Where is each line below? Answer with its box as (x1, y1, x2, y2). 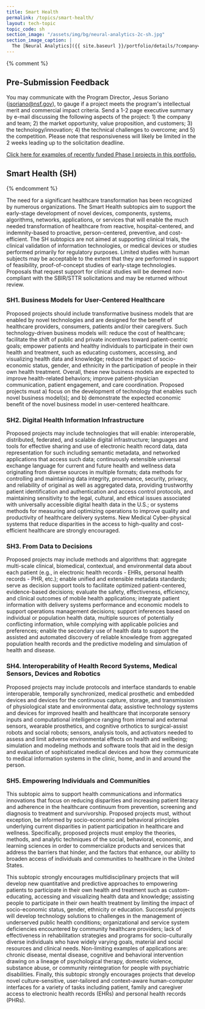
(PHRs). (6, 996, 26, 1004)
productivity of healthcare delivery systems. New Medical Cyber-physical (6, 514, 192, 522)
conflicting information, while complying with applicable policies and (6, 620, 179, 628)
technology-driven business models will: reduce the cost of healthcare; (6, 329, 185, 336)
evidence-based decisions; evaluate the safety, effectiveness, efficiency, (6, 588, 190, 595)
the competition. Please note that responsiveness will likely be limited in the (6, 132, 196, 140)
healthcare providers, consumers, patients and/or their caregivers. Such (6, 323, 188, 330)
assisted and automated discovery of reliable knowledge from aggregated (6, 634, 192, 641)
